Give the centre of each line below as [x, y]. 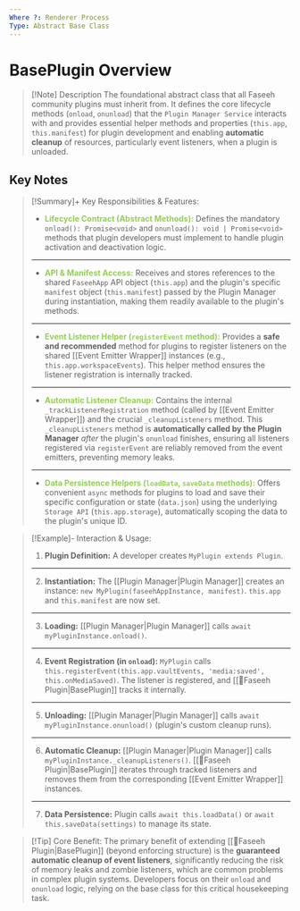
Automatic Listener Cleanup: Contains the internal [138, 401]
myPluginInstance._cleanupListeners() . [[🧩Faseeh [137, 760]
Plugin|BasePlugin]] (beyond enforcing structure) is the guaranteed [155, 851]
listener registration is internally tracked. [118, 375]
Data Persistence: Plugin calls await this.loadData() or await [159, 814]
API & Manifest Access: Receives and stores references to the [159, 273]
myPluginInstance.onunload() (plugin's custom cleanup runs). [158, 725]
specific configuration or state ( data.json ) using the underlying [161, 502]
